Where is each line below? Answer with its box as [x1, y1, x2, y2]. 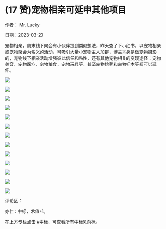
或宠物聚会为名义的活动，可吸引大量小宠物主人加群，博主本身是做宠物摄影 [5, 49, 157, 55]
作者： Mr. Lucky [5, 22, 40, 28]
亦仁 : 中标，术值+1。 [5, 208, 48, 214]
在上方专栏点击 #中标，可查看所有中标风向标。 [5, 219, 100, 225]
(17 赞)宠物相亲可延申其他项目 [5, 4, 127, 16]
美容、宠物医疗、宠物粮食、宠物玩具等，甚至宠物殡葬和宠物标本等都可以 [5, 61, 152, 67]
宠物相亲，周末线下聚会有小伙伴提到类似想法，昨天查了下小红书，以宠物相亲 [5, 42, 161, 48]
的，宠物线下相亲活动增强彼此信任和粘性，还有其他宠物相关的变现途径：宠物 [5, 55, 161, 61]
